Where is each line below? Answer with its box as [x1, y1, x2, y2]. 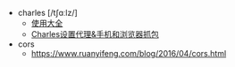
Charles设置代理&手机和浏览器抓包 [30, 29, 159, 39]
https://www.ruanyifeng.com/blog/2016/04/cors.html [30, 48, 227, 58]
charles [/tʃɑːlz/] [17, 8, 78, 18]
